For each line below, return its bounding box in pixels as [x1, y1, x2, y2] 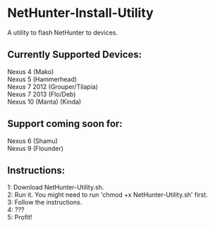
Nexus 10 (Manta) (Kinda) [7, 97, 82, 106]
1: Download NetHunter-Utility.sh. [7, 183, 104, 192]
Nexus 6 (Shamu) [7, 136, 59, 145]
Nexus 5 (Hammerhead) [7, 75, 78, 83]
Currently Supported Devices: [7, 49, 142, 61]
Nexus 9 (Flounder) [7, 144, 64, 152]
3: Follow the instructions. [7, 198, 82, 207]
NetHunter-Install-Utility [7, 5, 154, 21]
